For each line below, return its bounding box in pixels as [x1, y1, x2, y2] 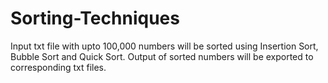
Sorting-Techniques [10, 7, 180, 30]
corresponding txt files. [10, 61, 107, 73]
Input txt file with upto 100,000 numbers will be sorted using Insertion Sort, [10, 40, 319, 52]
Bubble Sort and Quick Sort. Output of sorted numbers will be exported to [10, 50, 314, 62]
